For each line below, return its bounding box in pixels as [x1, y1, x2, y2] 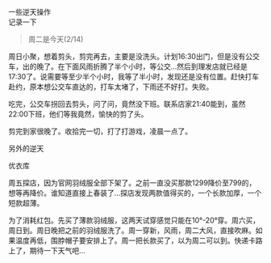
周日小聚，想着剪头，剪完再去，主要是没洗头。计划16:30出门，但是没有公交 [8, 52, 260, 61]
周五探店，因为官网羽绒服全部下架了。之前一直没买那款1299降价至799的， [8, 178, 256, 188]
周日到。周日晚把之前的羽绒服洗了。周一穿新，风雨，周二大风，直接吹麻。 [8, 226, 256, 235]
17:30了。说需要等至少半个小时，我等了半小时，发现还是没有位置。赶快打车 [8, 72, 260, 81]
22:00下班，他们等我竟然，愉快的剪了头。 [8, 109, 148, 119]
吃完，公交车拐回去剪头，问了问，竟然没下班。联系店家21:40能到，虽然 [8, 100, 246, 108]
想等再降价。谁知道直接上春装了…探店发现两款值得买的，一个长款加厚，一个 [8, 189, 262, 197]
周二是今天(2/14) [27, 35, 84, 44]
